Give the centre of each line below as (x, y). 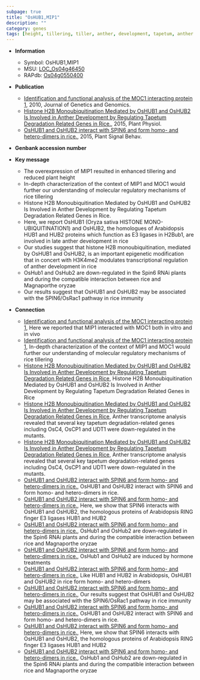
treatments (37, 563)
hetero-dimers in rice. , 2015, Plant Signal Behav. (83, 137)
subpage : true (24, 12)
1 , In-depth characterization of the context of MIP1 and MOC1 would (107, 347)
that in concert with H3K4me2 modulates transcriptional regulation (106, 260)
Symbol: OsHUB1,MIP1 (51, 63)
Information (30, 51)
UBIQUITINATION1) (47, 228)
